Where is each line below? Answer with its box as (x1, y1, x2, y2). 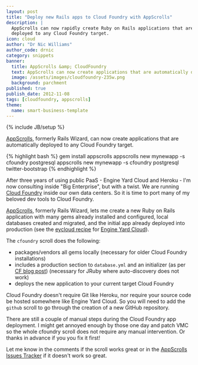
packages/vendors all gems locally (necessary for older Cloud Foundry (14, 249, 187, 256)
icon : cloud (6, 36, 35, 42)
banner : (6, 58, 25, 64)
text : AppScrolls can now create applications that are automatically (11, 69, 189, 75)
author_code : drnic (6, 47, 54, 53)
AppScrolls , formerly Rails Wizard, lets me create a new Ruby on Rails (6, 207, 176, 214)
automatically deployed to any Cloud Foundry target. (6, 141, 134, 148)
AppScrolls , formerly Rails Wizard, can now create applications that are (6, 135, 179, 142)
